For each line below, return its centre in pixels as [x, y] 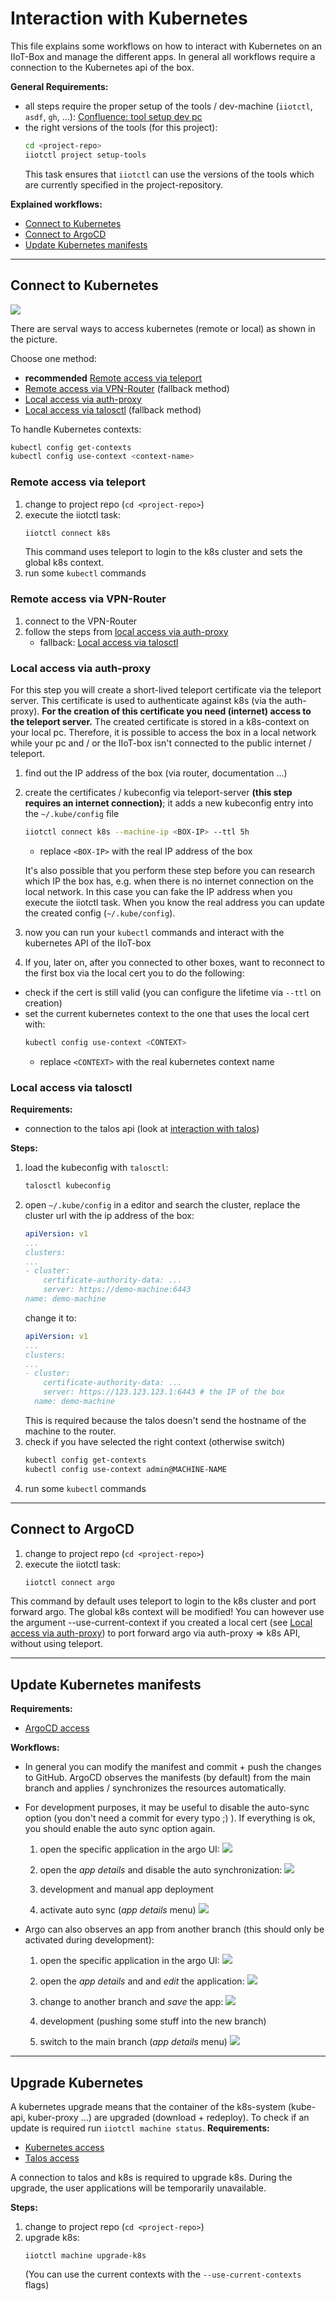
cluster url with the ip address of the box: [109, 1215]
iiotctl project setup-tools [85, 155]
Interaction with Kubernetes [129, 18]
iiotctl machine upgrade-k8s [85, 2256]
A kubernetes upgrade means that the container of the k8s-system [148, 2106]
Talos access [52, 2158]
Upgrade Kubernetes [77, 2082]
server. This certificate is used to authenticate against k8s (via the [146, 701]
